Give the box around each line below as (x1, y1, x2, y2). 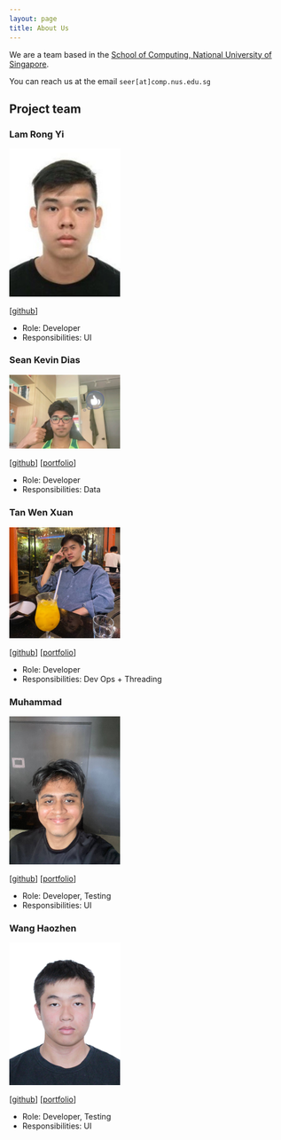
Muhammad (9, 696, 62, 708)
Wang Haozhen (9, 922, 77, 934)
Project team (9, 101, 82, 116)
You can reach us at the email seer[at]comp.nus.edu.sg (9, 75, 211, 86)
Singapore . (9, 59, 50, 69)
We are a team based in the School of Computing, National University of (9, 49, 272, 59)
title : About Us (9, 23, 69, 33)
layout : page (9, 14, 58, 23)
